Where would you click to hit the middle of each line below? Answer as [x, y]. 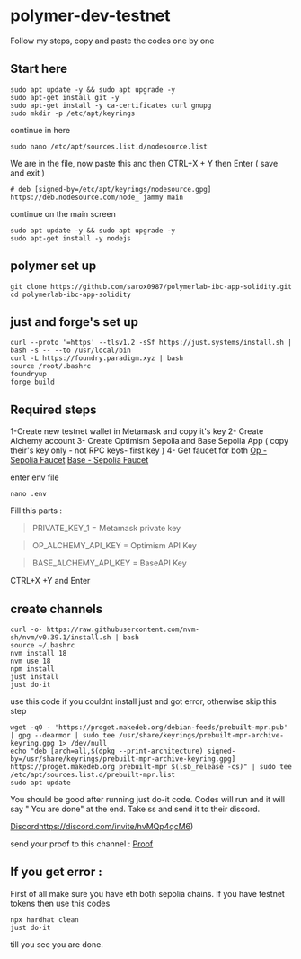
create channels [57, 609]
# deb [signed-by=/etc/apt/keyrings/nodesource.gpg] [111, 189]
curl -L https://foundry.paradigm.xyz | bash [97, 358]
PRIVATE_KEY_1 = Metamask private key [106, 529]
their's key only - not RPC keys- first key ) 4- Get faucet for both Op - [139, 450]
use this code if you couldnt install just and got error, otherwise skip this [143, 701]
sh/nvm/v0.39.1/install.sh [61, 638]
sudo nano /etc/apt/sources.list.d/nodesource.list [109, 146]
